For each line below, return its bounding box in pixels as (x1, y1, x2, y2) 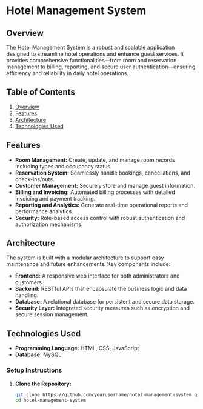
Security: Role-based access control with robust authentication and (15, 214, 185, 221)
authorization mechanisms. (15, 221, 83, 228)
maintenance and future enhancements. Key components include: (6, 261, 171, 268)
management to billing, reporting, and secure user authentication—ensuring (6, 63, 196, 70)
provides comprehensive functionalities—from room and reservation (6, 57, 177, 64)
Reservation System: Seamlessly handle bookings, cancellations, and (15, 169, 191, 176)
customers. (15, 279, 44, 286)
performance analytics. (15, 207, 74, 215)
